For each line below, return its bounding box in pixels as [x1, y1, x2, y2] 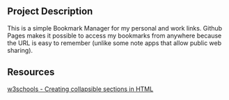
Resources [7, 66, 55, 78]
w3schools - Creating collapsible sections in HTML [7, 85, 154, 93]
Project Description [7, 6, 93, 17]
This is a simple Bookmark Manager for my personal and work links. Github [7, 24, 223, 32]
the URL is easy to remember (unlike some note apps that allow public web [7, 38, 222, 47]
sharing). [7, 46, 33, 54]
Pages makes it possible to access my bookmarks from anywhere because [7, 31, 222, 40]
